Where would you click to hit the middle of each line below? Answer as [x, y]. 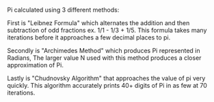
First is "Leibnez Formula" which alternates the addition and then [98, 23]
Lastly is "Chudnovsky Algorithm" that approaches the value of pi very [106, 78]
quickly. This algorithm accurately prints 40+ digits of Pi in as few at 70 [107, 85]
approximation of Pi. [35, 65]
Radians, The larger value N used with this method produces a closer [104, 58]
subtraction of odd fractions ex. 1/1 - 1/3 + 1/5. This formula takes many [107, 30]
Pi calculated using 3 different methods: [63, 10]
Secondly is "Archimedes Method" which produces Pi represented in [104, 51]
